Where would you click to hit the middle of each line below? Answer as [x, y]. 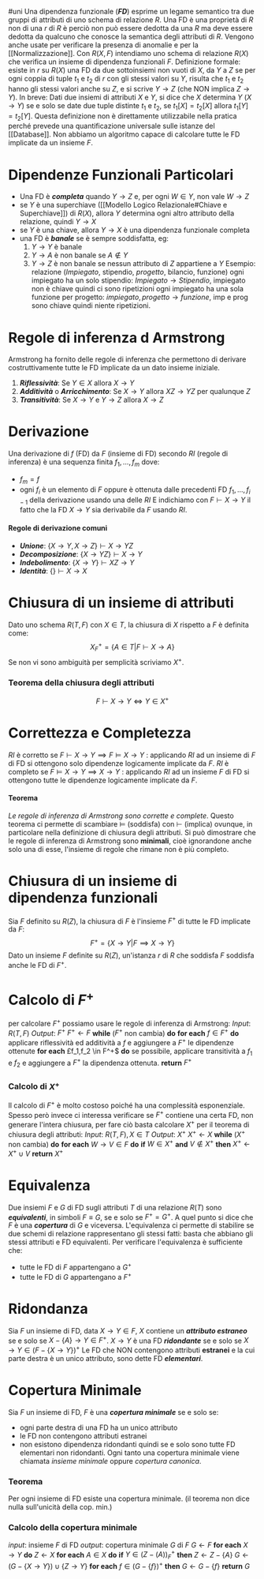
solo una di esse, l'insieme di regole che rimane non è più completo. [119, 849]
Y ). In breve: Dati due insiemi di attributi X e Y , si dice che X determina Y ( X [130, 97]
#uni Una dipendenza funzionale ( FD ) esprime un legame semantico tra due [131, 11]
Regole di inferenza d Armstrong [117, 338]
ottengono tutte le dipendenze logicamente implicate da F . [103, 780]
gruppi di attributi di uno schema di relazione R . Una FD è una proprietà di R [131, 20]
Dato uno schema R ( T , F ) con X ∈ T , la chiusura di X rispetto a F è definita [129, 624]
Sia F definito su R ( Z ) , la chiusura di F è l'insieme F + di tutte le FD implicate [129, 921]
